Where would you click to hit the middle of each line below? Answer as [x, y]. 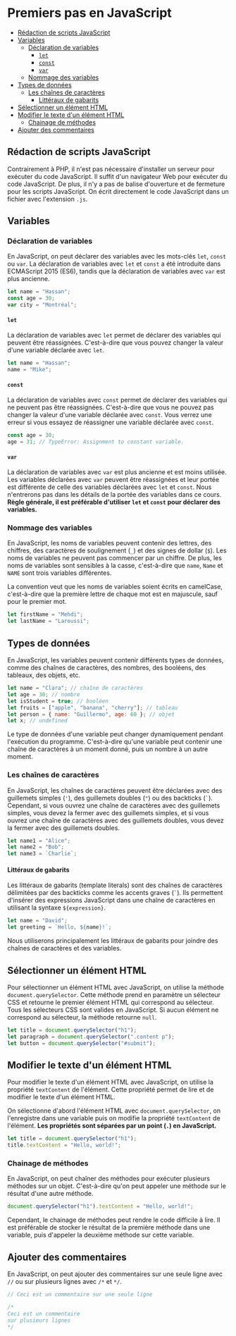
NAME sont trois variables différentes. [60, 573]
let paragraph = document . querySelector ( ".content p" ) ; [91, 1037]
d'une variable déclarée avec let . [56, 350]
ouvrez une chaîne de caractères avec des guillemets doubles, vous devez [116, 820]
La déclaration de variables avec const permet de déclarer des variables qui [117, 400]
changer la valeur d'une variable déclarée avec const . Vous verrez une [110, 415]
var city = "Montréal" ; [42, 305]
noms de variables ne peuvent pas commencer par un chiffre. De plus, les [114, 558]
